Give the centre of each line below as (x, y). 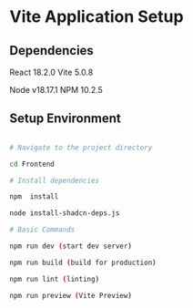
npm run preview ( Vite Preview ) (71, 295)
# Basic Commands (42, 230)
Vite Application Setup (96, 17)
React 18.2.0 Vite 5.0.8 (51, 72)
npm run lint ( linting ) (55, 279)
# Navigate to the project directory (81, 148)
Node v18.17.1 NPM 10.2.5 (56, 90)
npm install (34, 197)
